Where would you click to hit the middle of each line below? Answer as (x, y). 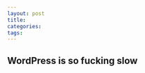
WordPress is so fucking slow (72, 60)
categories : (24, 26)
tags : (15, 33)
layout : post (26, 13)
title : (17, 20)
